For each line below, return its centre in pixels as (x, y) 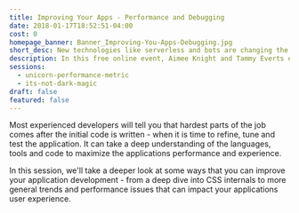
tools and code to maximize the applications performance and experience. (145, 154)
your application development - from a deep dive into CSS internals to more (148, 180)
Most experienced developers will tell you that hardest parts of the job (138, 125)
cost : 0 (24, 34)
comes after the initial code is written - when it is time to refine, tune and (142, 135)
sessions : (28, 67)
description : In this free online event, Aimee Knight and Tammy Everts (147, 59)
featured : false (39, 100)
